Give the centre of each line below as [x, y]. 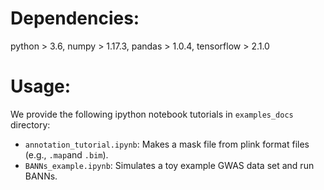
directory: [30, 124]
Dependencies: [75, 18]
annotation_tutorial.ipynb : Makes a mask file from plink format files [167, 144]
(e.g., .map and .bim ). [66, 154]
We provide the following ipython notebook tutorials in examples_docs [152, 114]
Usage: [41, 86]
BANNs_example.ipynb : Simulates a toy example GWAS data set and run [169, 165]
